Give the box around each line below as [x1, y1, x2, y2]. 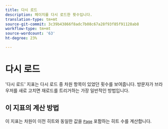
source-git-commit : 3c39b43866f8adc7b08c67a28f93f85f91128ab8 [5, 21, 139, 27]
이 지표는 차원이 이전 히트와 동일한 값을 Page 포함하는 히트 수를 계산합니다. [5, 118, 152, 124]
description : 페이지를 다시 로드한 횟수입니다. [5, 12, 93, 17]
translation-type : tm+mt [5, 17, 58, 22]
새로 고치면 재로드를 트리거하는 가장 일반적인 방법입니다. [18, 87, 130, 94]
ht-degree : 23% [5, 36, 37, 41]
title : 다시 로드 [5, 7, 38, 13]
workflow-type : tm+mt [5, 26, 51, 31]
